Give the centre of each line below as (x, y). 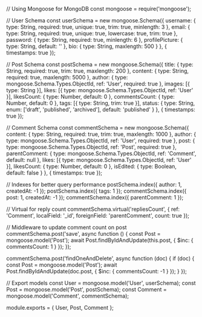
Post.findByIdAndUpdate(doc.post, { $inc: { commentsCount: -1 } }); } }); (97, 271)
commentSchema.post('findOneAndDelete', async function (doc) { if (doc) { (100, 258)
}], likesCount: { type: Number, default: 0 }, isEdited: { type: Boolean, (92, 166)
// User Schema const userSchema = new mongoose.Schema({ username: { (101, 20)
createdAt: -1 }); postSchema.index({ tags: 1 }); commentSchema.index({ (96, 191)
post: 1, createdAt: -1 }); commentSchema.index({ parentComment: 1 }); (95, 197)
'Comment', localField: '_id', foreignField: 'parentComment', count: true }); (98, 215)
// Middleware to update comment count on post (67, 227)
